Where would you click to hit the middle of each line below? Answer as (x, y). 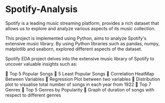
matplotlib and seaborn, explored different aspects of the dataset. (74, 49)
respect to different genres (33, 95)
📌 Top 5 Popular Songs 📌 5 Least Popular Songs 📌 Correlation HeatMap (80, 73)
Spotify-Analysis (42, 9)
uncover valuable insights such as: (41, 64)
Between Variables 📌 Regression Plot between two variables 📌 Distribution (83, 79)
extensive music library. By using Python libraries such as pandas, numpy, (82, 43)
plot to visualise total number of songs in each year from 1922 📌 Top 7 (78, 84)
